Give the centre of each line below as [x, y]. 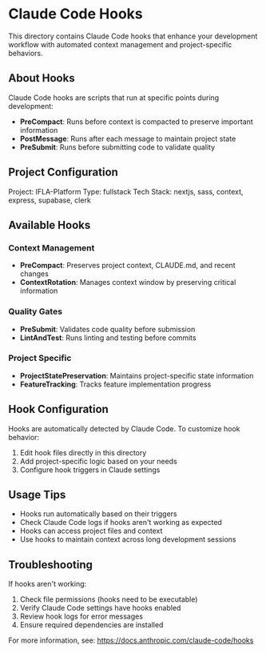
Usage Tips [37, 495]
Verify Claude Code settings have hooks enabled [100, 608]
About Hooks [42, 78]
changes [34, 274]
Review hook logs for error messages [81, 616]
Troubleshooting [51, 565]
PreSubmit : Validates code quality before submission [107, 329]
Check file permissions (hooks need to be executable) [109, 599]
